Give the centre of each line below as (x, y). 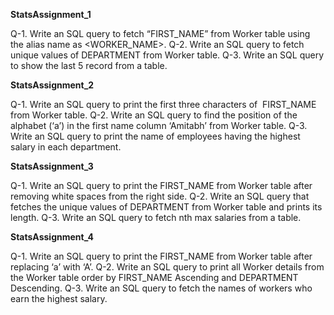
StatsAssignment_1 (51, 14)
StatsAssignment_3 (52, 166)
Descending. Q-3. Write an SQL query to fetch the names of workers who (161, 288)
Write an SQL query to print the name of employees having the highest (155, 136)
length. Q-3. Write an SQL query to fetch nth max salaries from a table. (156, 217)
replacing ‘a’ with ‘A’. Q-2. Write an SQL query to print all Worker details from (167, 267)
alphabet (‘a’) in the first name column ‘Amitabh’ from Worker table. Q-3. (159, 125)
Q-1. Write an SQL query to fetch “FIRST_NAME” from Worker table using (160, 33)
